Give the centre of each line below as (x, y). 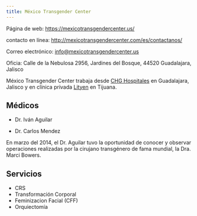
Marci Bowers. (24, 155)
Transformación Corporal (46, 194)
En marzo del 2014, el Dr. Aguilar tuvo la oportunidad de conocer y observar (99, 143)
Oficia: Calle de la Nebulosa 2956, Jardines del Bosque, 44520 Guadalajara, (99, 63)
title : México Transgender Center (49, 12)
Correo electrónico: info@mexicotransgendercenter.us (72, 51)
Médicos (22, 106)
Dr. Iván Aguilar (33, 120)
